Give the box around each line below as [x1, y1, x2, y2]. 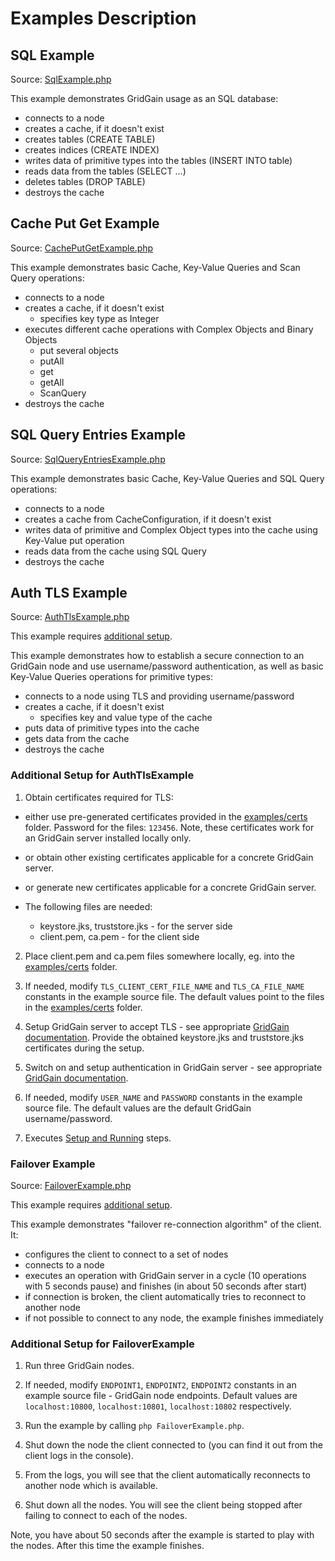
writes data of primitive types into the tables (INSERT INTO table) [24, 155, 293, 166]
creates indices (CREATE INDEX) [24, 144, 160, 156]
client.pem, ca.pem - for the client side [39, 930, 200, 942]
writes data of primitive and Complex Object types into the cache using [24, 523, 318, 536]
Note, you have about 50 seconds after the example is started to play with [10, 1529, 315, 1541]
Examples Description [10, 7, 197, 30]
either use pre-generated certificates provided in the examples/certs [24, 810, 308, 822]
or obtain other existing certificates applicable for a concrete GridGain [24, 851, 314, 863]
